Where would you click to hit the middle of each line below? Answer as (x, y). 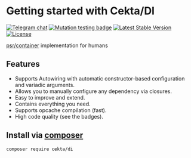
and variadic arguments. (44, 85)
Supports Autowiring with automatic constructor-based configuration (100, 78)
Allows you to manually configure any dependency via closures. (93, 91)
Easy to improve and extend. (50, 97)
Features (23, 64)
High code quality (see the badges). (59, 116)
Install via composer (45, 135)
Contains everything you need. (53, 104)
